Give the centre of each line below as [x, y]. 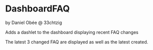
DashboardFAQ [37, 9]
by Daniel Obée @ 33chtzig [34, 22]
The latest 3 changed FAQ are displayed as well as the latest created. [77, 42]
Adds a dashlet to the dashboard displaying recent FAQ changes [72, 32]
